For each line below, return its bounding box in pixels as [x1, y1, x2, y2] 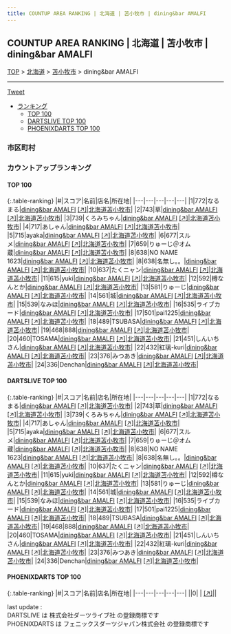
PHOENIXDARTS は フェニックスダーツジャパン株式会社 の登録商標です [7, 620, 210, 628]
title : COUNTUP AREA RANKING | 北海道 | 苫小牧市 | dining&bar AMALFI [7, 10, 206, 17]
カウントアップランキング [7, 163, 91, 173]
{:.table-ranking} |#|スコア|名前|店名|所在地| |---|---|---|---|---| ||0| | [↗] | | [7, 589, 217, 597]
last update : [7, 602, 43, 611]
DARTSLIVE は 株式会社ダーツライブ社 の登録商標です [7, 611, 159, 619]
